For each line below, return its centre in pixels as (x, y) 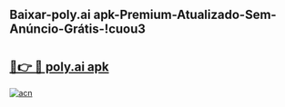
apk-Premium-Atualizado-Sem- (185, 15)
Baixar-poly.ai (50, 15)
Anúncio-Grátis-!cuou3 (77, 29)
